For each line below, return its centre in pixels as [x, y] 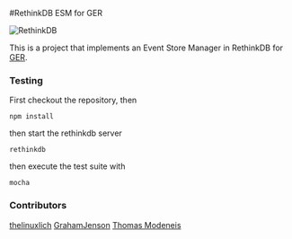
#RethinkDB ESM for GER [56, 13]
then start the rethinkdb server [66, 133]
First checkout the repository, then [73, 100]
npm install [31, 117]
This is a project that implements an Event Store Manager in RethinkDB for [146, 48]
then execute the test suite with [67, 166]
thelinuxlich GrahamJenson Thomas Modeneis [95, 225]
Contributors [38, 206]
